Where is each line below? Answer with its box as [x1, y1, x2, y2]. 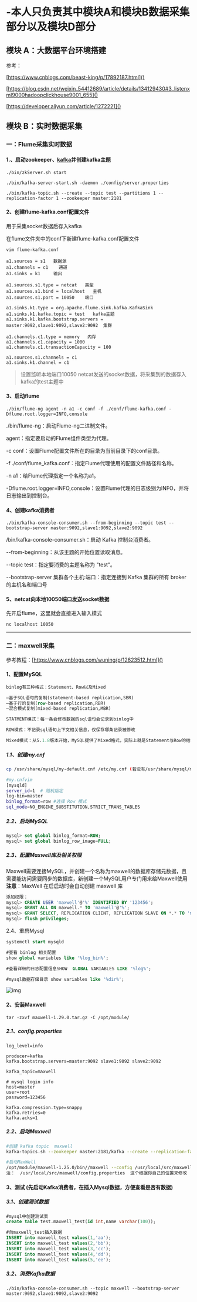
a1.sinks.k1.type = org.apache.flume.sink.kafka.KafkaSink [6, 305, 154, 311]
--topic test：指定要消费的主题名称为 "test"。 [6, 561, 116, 568]
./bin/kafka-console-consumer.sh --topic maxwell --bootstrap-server [6, 1286, 180, 1291]
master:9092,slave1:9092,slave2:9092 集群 [6, 322, 113, 328]
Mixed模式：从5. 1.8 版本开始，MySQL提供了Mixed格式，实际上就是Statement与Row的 [6, 737, 186, 744]
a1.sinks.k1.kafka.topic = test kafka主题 [6, 311, 115, 317]
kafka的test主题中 [20, 378, 64, 385]
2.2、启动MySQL [6, 817, 48, 824]
